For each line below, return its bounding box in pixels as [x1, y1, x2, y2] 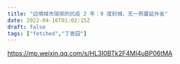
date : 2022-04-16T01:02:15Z [7, 17, 91, 24]
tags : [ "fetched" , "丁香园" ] [7, 30, 87, 37]
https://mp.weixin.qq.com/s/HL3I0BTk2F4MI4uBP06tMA [7, 49, 173, 58]
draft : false [7, 23, 46, 30]
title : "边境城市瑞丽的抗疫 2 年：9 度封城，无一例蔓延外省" [7, 10, 168, 18]
